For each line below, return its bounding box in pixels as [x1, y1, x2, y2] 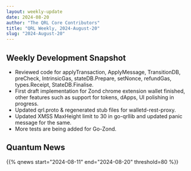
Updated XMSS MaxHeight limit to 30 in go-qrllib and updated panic [14, 112, 183, 119]
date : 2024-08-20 [6, 14, 50, 20]
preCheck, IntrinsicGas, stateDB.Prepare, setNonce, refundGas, [14, 75, 172, 82]
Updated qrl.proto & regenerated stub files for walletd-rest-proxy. [14, 106, 176, 113]
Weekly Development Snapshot [6, 53, 127, 63]
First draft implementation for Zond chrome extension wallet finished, [14, 87, 186, 94]
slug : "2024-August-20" [6, 31, 66, 37]
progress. [14, 100, 39, 107]
